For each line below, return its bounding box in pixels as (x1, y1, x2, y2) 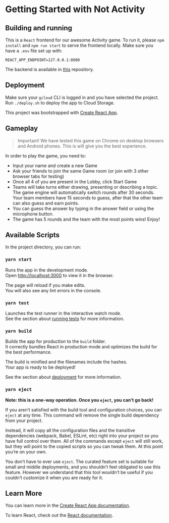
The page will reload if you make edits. (5, 282, 86, 288)
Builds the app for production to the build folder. (5, 338, 106, 344)
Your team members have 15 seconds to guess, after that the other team (12, 194, 163, 200)
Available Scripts (5, 231, 60, 239)
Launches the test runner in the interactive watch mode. (5, 310, 122, 317)
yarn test (5, 300, 29, 306)
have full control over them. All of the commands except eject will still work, (5, 438, 163, 444)
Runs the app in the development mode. (5, 267, 88, 273)
